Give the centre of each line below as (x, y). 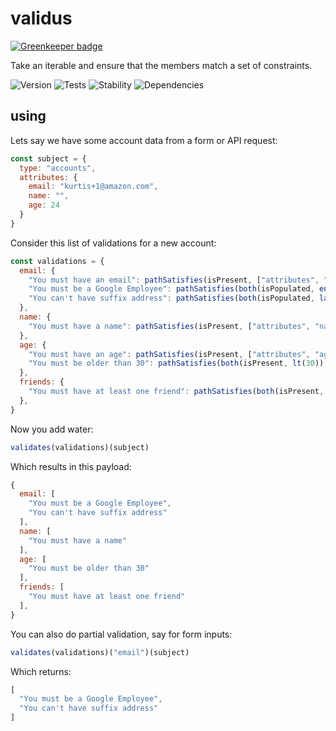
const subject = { (48, 158)
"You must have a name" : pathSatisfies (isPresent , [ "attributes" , (169, 326)
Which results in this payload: (71, 466)
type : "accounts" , (58, 168)
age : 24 (44, 205)
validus (41, 18)
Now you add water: (52, 429)
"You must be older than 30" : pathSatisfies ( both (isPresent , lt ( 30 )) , (178, 363)
